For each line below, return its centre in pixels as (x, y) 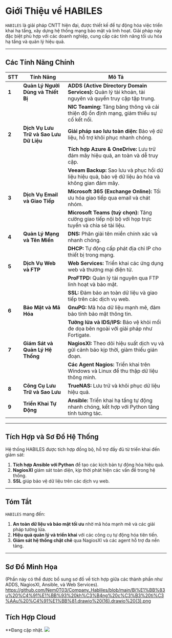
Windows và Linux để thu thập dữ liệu (113, 371)
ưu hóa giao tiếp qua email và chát (109, 197)
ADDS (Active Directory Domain (107, 86)
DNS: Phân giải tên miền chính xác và (113, 233)
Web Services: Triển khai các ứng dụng (116, 263)
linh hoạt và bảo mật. (93, 284)
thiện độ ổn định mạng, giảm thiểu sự (112, 113)
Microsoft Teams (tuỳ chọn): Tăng (110, 212)
